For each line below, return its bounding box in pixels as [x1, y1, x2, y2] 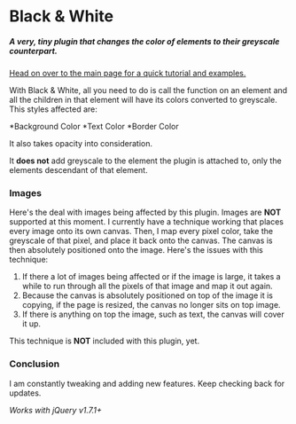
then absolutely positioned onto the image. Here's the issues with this [9, 245, 263, 255]
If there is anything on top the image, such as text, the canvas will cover [21, 309, 285, 320]
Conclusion [9, 357, 60, 370]
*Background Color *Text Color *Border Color [9, 122, 179, 132]
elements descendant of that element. [9, 165, 148, 176]
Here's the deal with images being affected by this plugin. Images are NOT [9, 207, 282, 218]
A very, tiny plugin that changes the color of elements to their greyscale [9, 35, 280, 46]
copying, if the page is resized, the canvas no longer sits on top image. [21, 300, 281, 310]
